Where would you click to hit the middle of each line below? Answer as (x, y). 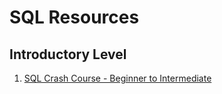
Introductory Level (68, 54)
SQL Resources (74, 17)
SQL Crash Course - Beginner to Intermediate (117, 78)
